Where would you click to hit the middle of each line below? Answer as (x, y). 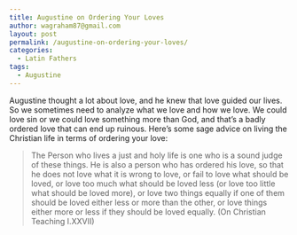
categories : (31, 51)
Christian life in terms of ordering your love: (89, 137)
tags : (19, 67)
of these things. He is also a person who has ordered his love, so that (157, 164)
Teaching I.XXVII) (63, 221)
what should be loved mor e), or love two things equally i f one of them (158, 192)
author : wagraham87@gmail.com (65, 26)
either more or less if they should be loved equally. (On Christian (148, 211)
